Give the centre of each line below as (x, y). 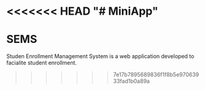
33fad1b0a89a (132, 81)
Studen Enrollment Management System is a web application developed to (100, 56)
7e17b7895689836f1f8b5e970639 (156, 75)
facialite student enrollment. (42, 63)
